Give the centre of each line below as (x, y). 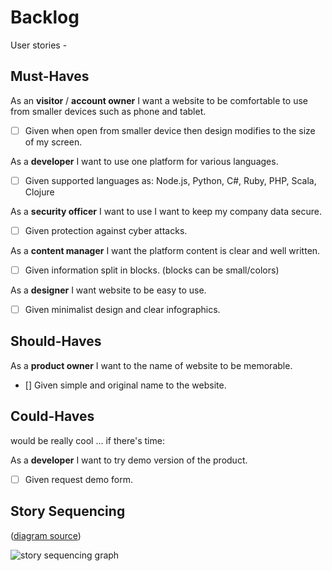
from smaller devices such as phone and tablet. (108, 111)
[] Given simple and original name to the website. (125, 385)
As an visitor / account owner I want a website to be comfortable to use (159, 100)
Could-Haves (52, 416)
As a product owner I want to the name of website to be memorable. (151, 365)
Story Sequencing (68, 511)
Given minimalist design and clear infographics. (122, 309)
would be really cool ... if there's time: (87, 440)
